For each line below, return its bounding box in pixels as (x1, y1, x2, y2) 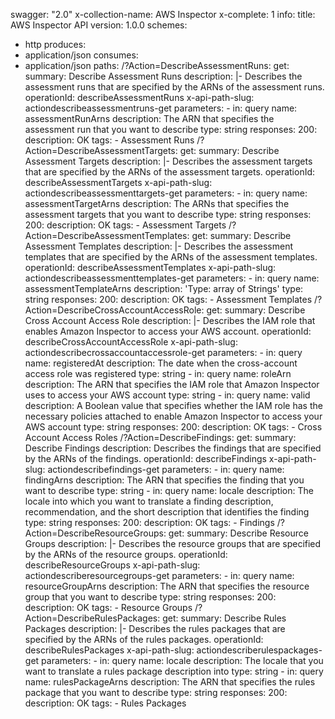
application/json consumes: (24, 49, 139, 61)
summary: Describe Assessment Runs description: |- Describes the (24, 70, 303, 82)
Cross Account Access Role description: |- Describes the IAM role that (24, 315, 316, 326)
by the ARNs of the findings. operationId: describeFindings (24, 453, 267, 464)
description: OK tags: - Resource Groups (24, 602, 193, 613)
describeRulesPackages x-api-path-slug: (24, 644, 195, 656)
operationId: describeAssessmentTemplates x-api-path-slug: (24, 262, 277, 273)
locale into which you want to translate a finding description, (24, 495, 274, 507)
